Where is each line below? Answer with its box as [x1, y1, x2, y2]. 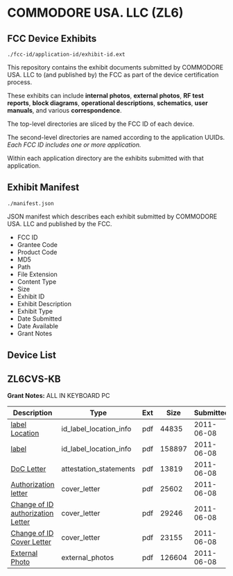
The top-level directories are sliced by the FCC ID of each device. [7, 120, 195, 128]
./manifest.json [7, 200, 54, 207]
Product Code [17, 248, 58, 256]
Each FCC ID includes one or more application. [7, 141, 141, 149]
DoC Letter [10, 464, 46, 474]
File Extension [17, 270, 58, 278]
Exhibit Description [17, 299, 71, 307]
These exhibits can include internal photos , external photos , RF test [7, 92, 205, 99]
